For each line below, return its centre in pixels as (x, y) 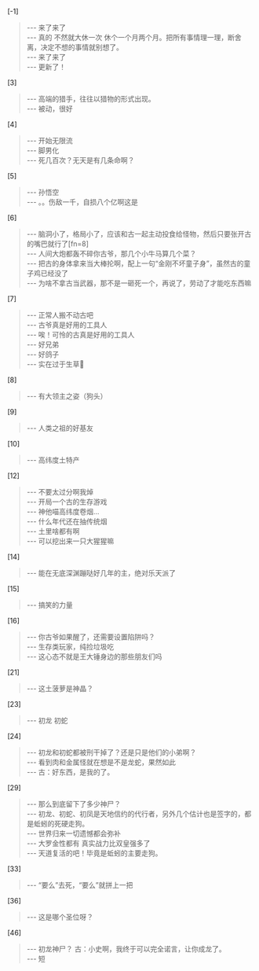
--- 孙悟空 (43, 192)
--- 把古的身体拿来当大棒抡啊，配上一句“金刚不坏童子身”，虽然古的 (135, 263)
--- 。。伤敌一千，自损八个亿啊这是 (82, 202)
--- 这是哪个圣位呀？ (60, 917)
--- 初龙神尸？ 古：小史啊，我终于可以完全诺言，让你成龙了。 (126, 949)
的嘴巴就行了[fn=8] (58, 244)
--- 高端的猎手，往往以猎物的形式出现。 (91, 99)
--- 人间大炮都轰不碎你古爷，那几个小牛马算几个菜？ (111, 254)
